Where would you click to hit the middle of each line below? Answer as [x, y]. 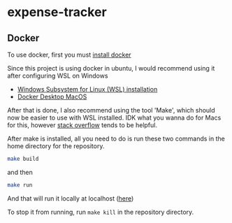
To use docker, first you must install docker [69, 55]
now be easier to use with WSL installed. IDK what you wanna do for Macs [114, 117]
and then [20, 172]
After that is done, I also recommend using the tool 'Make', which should [111, 110]
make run [20, 185]
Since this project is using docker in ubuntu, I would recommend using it [111, 68]
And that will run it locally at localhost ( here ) [71, 198]
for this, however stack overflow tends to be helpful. [82, 125]
